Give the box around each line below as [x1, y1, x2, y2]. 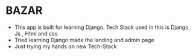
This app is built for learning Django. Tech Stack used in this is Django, [14, 23, 191, 31]
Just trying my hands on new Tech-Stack [14, 43, 117, 50]
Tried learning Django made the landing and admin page [14, 36, 154, 43]
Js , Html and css [14, 30, 58, 37]
